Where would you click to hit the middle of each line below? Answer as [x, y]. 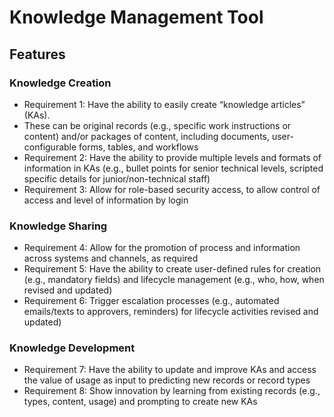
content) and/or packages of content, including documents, [147, 136]
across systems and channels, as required [111, 258]
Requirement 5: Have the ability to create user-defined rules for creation [172, 269]
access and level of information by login [106, 200]
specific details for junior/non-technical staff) [117, 178]
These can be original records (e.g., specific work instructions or [157, 125]
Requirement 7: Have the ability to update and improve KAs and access [170, 370]
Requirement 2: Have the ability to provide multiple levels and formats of [172, 157]
